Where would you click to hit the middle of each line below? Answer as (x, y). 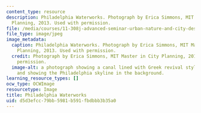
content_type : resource (36, 12)
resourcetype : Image (32, 90)
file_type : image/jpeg (34, 34)
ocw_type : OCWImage (31, 84)
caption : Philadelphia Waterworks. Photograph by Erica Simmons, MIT (100, 45)
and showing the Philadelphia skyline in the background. (91, 73)
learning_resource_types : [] (42, 78)
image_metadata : (26, 39)
